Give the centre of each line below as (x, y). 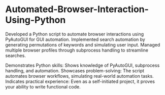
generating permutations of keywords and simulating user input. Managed (83, 44)
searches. (16, 55)
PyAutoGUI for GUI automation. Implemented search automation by (75, 39)
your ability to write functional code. (43, 86)
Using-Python (36, 20)
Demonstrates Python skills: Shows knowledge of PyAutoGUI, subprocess (82, 65)
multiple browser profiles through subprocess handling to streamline (77, 50)
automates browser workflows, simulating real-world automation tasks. (79, 76)
